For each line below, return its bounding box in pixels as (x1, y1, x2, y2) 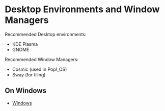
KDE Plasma (12, 41, 38, 47)
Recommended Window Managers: (5, 56, 79, 62)
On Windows (5, 87, 47, 95)
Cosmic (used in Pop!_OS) (12, 66, 67, 72)
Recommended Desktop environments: (5, 31, 87, 37)
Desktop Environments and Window (5, 4, 160, 15)
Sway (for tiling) (12, 71, 46, 77)
